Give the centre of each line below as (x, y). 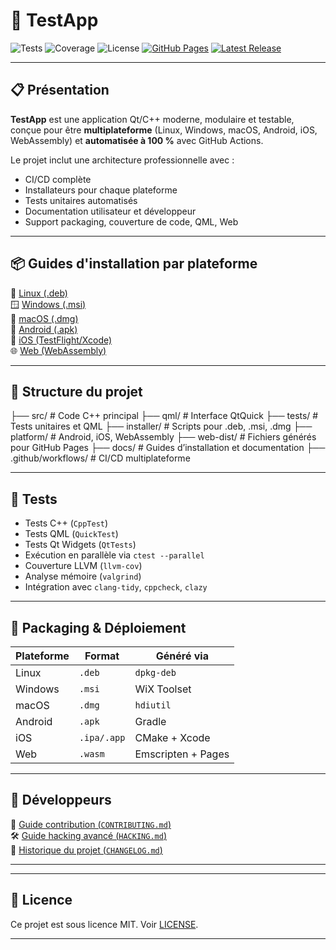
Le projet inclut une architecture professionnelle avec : (122, 160)
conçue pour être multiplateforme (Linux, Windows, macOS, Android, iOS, (164, 130)
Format (102, 656)
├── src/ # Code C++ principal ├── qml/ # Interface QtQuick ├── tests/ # (164, 416)
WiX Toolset (163, 689)
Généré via (182, 656)
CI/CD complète (58, 179)
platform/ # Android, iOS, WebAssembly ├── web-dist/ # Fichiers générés (163, 437)
